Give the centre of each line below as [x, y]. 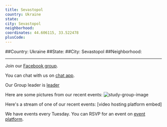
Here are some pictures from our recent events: [54, 94]
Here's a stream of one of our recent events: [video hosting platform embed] [83, 104]
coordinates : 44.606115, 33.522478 [42, 33]
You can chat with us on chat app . [40, 75]
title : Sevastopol [24, 10]
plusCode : [15, 38]
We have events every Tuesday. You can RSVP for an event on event [75, 114]
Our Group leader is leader [32, 85]
